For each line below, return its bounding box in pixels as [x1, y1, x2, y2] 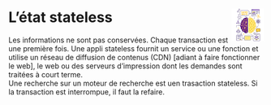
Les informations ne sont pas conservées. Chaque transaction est [8, 35, 229, 45]
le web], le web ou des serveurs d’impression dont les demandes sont [8, 61, 243, 71]
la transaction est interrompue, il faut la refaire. [8, 86, 165, 97]
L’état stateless [8, 8, 114, 27]
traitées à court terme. [8, 69, 84, 79]
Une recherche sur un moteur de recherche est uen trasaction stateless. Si [8, 78, 258, 88]
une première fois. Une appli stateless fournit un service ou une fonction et [8, 43, 259, 53]
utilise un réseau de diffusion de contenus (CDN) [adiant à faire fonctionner [8, 52, 260, 62]
